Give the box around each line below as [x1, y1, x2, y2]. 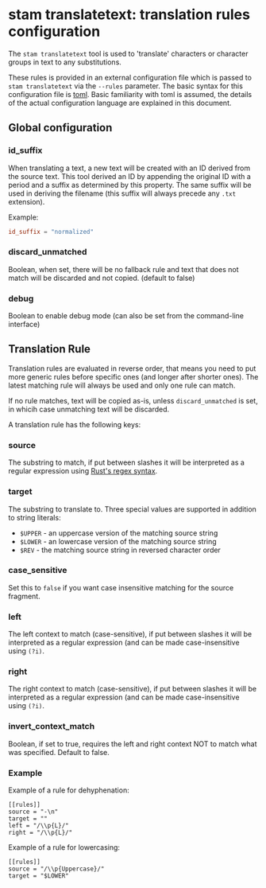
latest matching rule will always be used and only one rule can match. [8, 380, 236, 390]
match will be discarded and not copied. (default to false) [8, 273, 195, 282]
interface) [8, 320, 40, 329]
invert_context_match [8, 721, 95, 732]
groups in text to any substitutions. [8, 57, 121, 67]
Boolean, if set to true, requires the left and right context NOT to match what [8, 738, 257, 749]
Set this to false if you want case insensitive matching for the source [8, 582, 234, 592]
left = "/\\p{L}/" [8, 821, 69, 829]
